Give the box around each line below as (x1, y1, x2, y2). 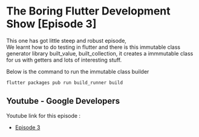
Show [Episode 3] (6, 17, 97, 31)
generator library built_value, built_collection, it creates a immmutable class (6, 49, 194, 57)
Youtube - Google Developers (6, 96, 120, 106)
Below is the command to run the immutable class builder (6, 68, 149, 75)
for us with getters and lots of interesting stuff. (6, 56, 122, 63)
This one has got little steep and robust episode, (6, 37, 127, 44)
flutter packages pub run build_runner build (6, 80, 123, 86)
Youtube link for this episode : (6, 112, 80, 119)
